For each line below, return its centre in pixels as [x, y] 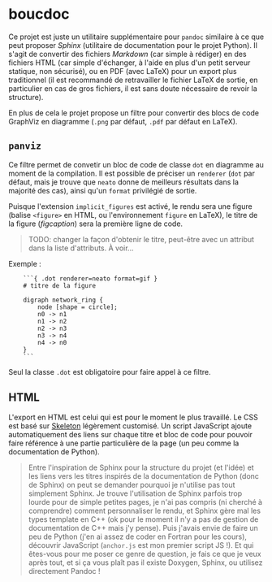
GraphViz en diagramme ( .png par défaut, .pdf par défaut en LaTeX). [123, 121]
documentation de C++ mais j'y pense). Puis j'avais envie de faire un [143, 528]
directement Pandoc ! [64, 571]
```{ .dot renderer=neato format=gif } [91, 278]
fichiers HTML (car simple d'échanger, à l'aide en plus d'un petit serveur [130, 63]
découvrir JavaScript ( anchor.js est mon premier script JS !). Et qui [141, 545]
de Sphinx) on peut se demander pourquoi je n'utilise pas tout [132, 484]
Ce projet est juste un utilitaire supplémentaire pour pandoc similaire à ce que [136, 37]
